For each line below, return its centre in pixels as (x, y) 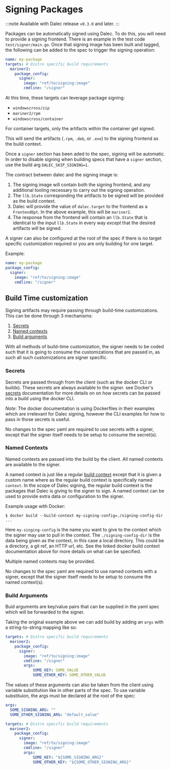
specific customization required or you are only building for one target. (80, 244)
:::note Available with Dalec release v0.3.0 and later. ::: (63, 24)
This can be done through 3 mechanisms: (49, 316)
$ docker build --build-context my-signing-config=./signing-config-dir (84, 516)
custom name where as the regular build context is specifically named (79, 480)
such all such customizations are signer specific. (57, 358)
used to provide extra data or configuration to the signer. (65, 496)
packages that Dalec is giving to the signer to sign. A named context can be (85, 490)
